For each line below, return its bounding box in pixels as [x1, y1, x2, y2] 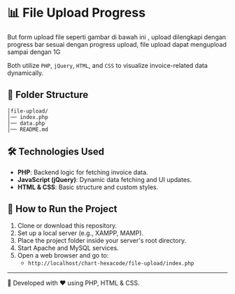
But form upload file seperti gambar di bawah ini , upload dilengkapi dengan [7, 32, 226, 41]
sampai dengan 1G [7, 48, 61, 56]
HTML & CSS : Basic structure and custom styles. [17, 183, 159, 191]
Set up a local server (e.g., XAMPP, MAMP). [17, 229, 144, 237]
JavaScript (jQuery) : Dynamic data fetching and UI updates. [17, 175, 192, 183]
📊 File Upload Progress [7, 5, 145, 21]
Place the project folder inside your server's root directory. [17, 237, 187, 245]
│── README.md [7, 126, 49, 133]
